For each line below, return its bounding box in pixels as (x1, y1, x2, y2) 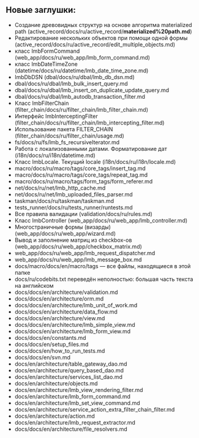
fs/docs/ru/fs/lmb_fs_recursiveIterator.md (14, 138, 120, 146)
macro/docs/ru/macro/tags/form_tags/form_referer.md (14, 177, 153, 185)
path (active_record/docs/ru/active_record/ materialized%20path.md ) (14, 28, 192, 35)
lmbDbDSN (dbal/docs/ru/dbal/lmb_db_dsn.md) (14, 73, 135, 80)
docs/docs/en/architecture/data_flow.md (14, 308, 118, 315)
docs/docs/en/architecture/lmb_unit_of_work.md (14, 301, 138, 309)
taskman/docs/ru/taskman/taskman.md (14, 197, 115, 204)
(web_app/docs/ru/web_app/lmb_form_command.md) (14, 53, 151, 61)
